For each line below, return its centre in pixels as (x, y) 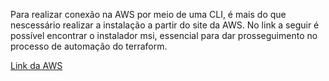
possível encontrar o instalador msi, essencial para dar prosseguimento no (164, 35)
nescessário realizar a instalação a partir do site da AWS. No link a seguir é (165, 25)
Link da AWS (36, 65)
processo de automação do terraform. (89, 46)
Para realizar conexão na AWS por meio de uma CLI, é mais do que (148, 14)
